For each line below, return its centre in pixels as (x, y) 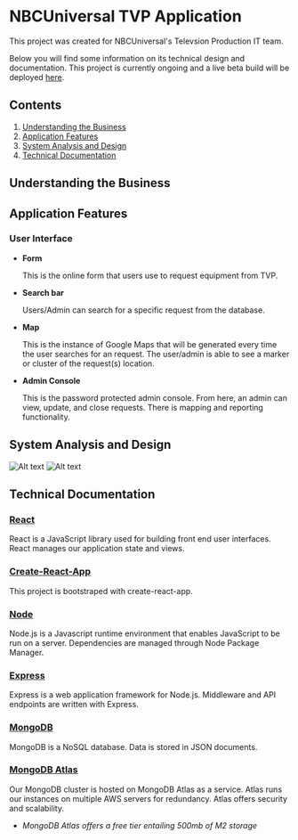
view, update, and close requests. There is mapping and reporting (143, 407)
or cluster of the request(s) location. (88, 363)
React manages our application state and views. (97, 549)
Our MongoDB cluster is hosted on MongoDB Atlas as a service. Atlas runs (146, 789)
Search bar (43, 292)
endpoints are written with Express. (74, 705)
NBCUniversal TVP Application (125, 16)
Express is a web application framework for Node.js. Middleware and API (143, 695)
